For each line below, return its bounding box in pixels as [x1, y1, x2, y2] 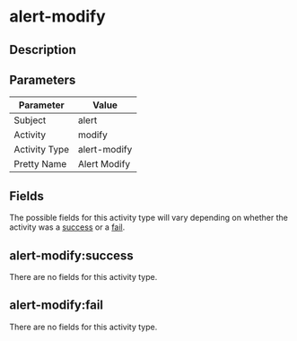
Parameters [9, 72, 76, 87]
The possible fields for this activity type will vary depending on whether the [9, 213, 289, 223]
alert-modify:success [9, 248, 135, 263]
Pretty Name [13, 158, 67, 170]
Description [9, 42, 76, 57]
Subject [13, 114, 47, 127]
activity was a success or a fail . [9, 222, 126, 232]
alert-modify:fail [9, 298, 104, 313]
